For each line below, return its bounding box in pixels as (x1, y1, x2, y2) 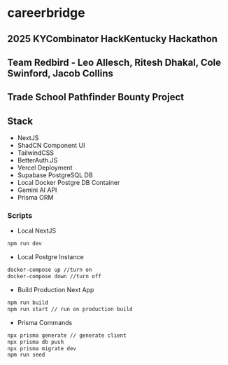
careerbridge (7, 5, 85, 21)
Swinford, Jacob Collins (7, 67, 114, 79)
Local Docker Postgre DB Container (17, 179, 120, 187)
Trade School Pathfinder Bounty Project (7, 91, 184, 103)
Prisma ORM (17, 193, 54, 202)
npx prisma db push (7, 338, 64, 345)
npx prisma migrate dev (7, 345, 77, 352)
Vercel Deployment (17, 163, 73, 172)
